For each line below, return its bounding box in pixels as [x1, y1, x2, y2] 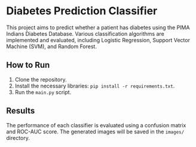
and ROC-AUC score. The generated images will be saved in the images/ [6, 128, 185, 135]
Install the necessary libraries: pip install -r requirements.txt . [14, 82, 175, 89]
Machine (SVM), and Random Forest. [6, 43, 97, 50]
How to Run [6, 60, 50, 70]
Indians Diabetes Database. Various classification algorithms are [6, 30, 164, 37]
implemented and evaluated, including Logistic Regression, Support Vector [6, 36, 190, 43]
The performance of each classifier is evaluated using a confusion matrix [6, 121, 186, 129]
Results [6, 106, 35, 116]
